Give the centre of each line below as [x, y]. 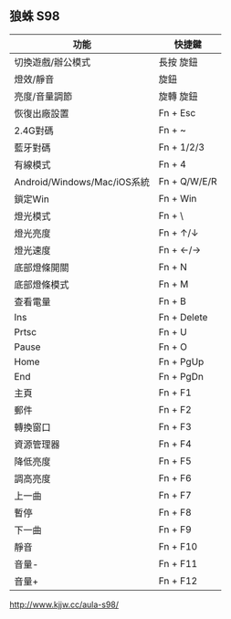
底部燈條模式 [42, 284]
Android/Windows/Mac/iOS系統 [82, 182]
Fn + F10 [178, 546]
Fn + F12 [178, 581]
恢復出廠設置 [42, 113]
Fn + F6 [175, 477]
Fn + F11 [178, 563]
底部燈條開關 [42, 268]
